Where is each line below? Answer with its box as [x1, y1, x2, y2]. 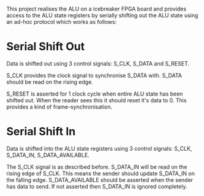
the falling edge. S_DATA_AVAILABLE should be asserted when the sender [6, 176, 194, 183]
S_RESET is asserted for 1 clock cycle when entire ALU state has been [6, 90, 183, 97]
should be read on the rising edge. [6, 78, 94, 85]
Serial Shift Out [6, 40, 85, 54]
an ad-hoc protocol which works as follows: [6, 18, 117, 25]
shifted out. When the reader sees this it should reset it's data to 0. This [6, 96, 187, 104]
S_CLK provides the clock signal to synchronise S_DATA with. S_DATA [6, 72, 183, 79]
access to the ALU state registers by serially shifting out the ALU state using [6, 12, 198, 19]
